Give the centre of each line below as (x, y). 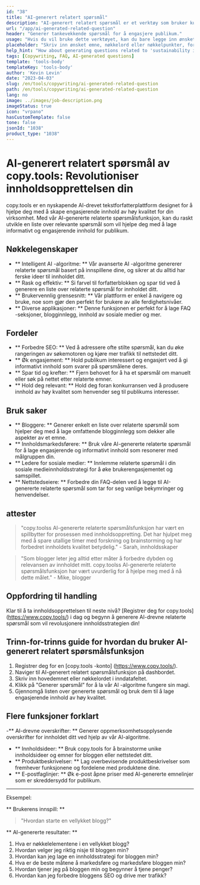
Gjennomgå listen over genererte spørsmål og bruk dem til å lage (94, 691)
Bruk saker (27, 410)
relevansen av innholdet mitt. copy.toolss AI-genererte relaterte (99, 565)
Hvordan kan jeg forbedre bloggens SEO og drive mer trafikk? (90, 875)
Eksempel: (19, 797)
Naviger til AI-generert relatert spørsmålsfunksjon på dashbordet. (95, 672)
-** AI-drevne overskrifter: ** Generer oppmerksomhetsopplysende (89, 730)
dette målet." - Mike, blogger (56, 578)
